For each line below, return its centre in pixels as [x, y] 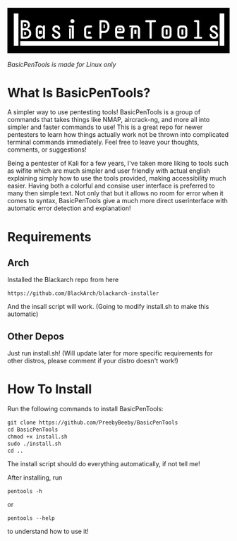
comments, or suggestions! [47, 150]
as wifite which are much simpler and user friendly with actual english [109, 171]
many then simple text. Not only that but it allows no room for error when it [115, 193]
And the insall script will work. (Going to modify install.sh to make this [108, 307]
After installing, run [35, 478]
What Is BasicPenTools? [79, 93]
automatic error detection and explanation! [69, 208]
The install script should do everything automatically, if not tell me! [104, 464]
